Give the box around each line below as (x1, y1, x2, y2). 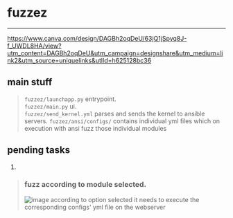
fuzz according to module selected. (24, 180, 147, 190)
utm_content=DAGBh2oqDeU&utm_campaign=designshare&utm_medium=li (7, 48, 223, 57)
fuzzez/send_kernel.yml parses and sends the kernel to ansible (24, 109, 205, 118)
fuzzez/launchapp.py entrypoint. (24, 95, 116, 103)
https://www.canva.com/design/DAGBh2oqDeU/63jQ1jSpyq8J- (7, 34, 187, 42)
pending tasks (7, 144, 71, 156)
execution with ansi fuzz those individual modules (24, 124, 167, 132)
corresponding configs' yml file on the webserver (24, 203, 166, 211)
